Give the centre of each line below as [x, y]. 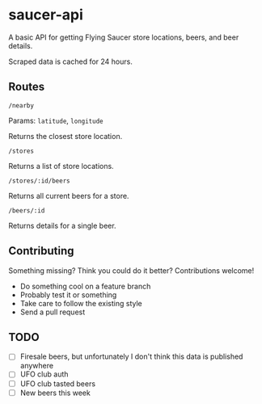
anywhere [37, 366]
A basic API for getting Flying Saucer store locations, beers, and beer [124, 37]
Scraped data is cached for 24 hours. [71, 61]
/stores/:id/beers [39, 181]
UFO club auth [44, 374]
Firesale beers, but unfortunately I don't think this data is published [131, 356]
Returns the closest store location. [65, 136]
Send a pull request [53, 312]
